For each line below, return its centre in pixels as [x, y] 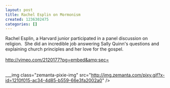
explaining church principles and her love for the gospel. [64, 49]
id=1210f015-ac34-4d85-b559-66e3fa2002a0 [54, 80]
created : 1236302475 [27, 19]
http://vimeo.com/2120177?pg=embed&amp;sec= [57, 60]
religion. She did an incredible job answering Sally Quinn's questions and [82, 44]
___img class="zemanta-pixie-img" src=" [48, 75]
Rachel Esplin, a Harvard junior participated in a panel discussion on [77, 38]
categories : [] [21, 24]
